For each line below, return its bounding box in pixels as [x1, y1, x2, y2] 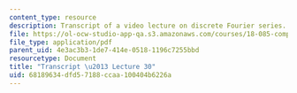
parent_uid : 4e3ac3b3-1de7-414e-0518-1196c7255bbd [9, 46, 200, 55]
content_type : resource [9, 12, 97, 22]
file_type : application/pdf [9, 37, 113, 47]
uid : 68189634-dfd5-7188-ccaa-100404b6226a [9, 71, 172, 80]
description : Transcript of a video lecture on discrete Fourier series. [9, 21, 287, 30]
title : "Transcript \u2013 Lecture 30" [9, 63, 156, 72]
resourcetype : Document [9, 54, 97, 63]
